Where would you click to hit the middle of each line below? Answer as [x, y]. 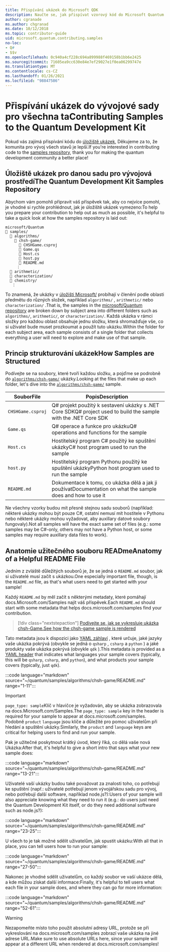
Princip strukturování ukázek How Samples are [80, 353]
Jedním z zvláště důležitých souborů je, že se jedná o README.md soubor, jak [84, 571]
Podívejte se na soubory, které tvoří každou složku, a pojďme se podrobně [83, 373]
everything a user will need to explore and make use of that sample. [76, 337]
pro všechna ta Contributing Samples [84, 116]
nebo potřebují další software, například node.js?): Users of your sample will [84, 794]
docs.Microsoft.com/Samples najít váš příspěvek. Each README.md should [80, 602]
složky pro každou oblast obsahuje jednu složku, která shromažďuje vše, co [84, 321]
